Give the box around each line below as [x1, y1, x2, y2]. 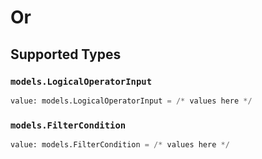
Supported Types [10, 46, 122, 63]
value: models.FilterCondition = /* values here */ [10, 140, 230, 150]
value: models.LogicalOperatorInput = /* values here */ [10, 96, 253, 106]
